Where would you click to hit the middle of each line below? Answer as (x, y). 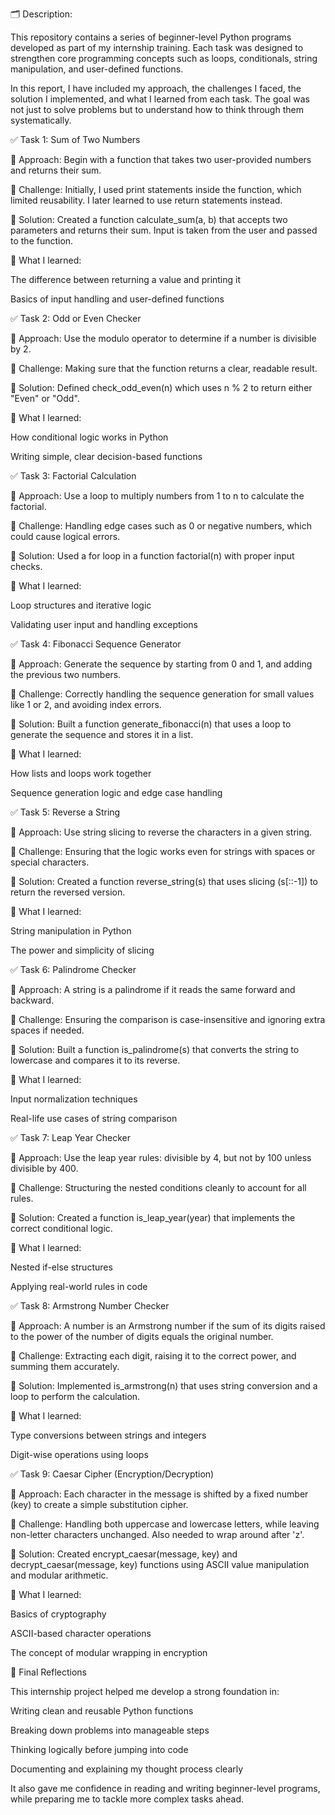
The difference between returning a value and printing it (126, 279)
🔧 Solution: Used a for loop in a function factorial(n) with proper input (152, 556)
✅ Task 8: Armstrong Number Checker (90, 1306)
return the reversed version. (68, 892)
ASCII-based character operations (81, 1633)
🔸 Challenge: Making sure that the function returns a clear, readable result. (164, 368)
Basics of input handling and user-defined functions (117, 299)
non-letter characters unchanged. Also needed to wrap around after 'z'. (157, 1534)
